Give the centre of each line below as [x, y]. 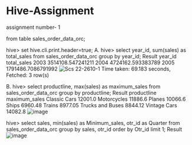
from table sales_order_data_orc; [46, 38]
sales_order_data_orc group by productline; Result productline [82, 93]
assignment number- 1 [33, 27]
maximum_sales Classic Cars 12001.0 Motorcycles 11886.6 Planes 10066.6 [96, 99]
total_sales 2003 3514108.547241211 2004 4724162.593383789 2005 [90, 62]
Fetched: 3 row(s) [28, 75]
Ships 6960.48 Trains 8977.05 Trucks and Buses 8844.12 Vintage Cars [92, 105]
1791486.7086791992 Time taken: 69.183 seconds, [88, 68]
